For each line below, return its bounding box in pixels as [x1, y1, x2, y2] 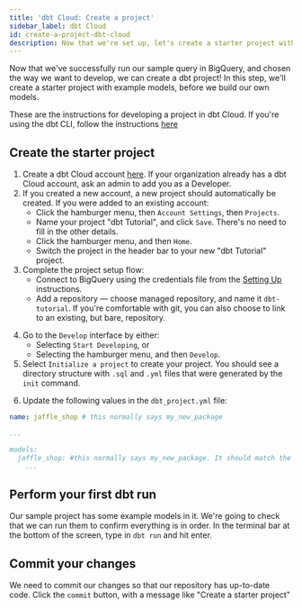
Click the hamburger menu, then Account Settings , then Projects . [35, 207, 280, 218]
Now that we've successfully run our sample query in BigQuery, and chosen [9, 63, 291, 74]
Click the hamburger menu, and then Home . [35, 236, 192, 247]
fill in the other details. [35, 226, 119, 237]
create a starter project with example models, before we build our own [9, 82, 270, 93]
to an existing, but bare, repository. [35, 313, 166, 323]
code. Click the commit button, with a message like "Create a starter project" [9, 589, 290, 600]
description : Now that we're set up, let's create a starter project [9, 38, 276, 48]
